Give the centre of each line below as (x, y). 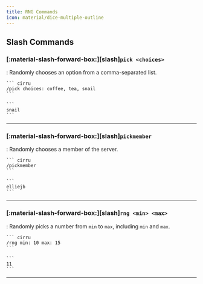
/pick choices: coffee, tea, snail (51, 89)
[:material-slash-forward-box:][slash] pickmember (79, 136)
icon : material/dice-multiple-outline (55, 18)
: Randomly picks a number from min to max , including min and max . (88, 226)
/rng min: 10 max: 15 (34, 243)
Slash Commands (40, 42)
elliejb (16, 187)
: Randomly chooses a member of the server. (62, 150)
